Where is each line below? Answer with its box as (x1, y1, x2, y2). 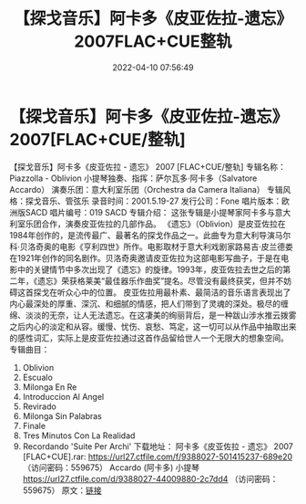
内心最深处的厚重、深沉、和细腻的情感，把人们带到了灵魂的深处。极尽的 (9, 298, 280, 309)
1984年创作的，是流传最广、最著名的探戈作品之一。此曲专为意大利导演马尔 (9, 229, 291, 240)
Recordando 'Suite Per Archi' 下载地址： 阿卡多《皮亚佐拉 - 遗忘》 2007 (22, 440, 293, 452)
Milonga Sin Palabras (22, 410, 103, 421)
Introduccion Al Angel (22, 391, 105, 402)
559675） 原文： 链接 (22, 485, 102, 496)
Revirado (22, 401, 56, 412)
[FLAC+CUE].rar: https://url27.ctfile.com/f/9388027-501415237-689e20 (22, 451, 293, 462)
